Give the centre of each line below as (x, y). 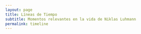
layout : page (19, 10)
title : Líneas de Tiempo (31, 14)
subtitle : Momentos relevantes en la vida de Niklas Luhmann (71, 19)
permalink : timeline (27, 24)
